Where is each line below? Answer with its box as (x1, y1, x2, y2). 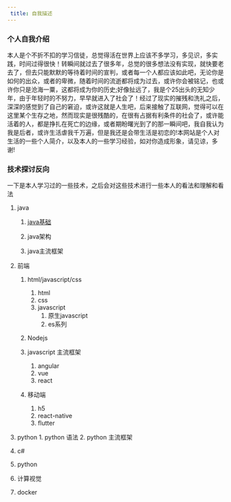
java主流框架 (27, 247, 64, 255)
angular (37, 362, 60, 370)
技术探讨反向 (7, 164, 50, 174)
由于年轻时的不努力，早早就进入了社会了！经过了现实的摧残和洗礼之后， (19, 94, 224, 102)
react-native (37, 412, 73, 420)
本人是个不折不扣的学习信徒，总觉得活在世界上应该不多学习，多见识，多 (7, 51, 212, 59)
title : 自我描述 (10, 10, 53, 17)
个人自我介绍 (7, 34, 50, 43)
